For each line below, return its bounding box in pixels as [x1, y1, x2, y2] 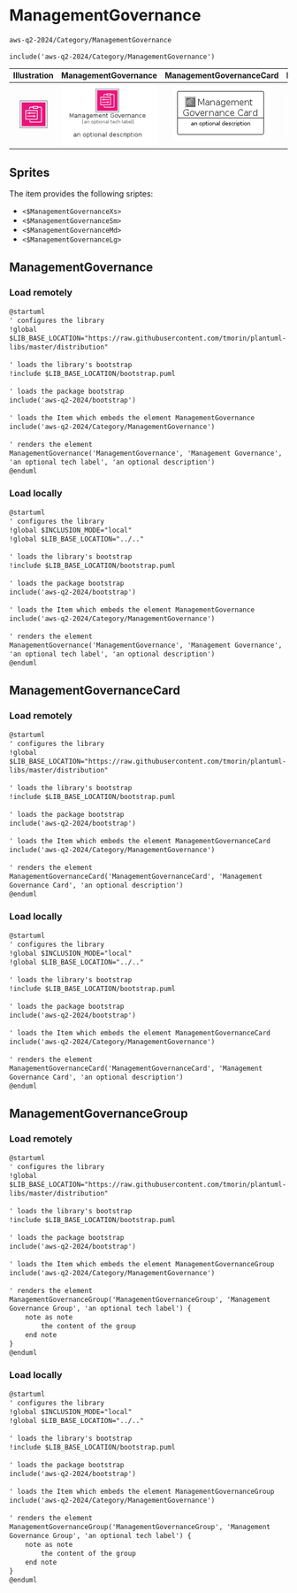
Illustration [12, 70, 55, 81]
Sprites [9, 165, 50, 180]
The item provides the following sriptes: [9, 189, 154, 199]
